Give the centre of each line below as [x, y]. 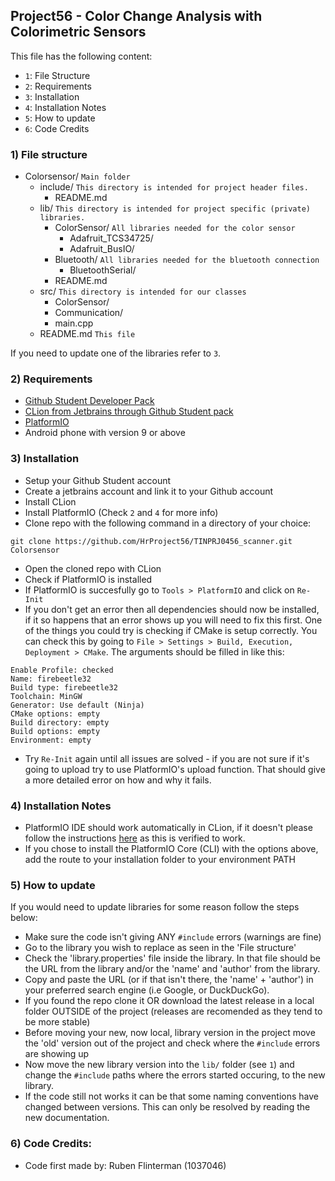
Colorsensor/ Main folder [77, 176]
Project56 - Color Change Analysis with [136, 16]
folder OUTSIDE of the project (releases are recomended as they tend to [173, 1011]
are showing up [57, 1054]
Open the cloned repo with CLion [93, 568]
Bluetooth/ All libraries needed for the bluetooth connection [187, 260]
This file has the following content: [81, 56]
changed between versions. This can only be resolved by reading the [167, 1107]
